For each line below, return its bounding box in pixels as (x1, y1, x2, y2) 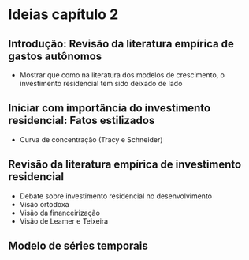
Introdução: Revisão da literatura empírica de (8, 37, 235, 51)
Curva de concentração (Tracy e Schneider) (19, 134, 163, 144)
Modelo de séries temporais (8, 239, 148, 253)
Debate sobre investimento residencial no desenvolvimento (19, 191, 213, 201)
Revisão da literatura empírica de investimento (8, 158, 242, 171)
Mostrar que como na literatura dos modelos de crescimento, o (19, 70, 225, 80)
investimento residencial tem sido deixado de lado (19, 79, 183, 88)
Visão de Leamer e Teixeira (19, 216, 109, 226)
